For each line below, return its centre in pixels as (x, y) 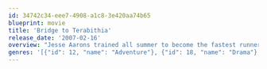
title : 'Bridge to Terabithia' (60, 30)
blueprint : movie (37, 23)
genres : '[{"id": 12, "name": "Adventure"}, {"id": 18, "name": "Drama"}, (135, 52)
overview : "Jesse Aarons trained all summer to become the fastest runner (135, 45)
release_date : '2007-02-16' (55, 38)
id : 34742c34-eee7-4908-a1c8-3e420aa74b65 (79, 15)
